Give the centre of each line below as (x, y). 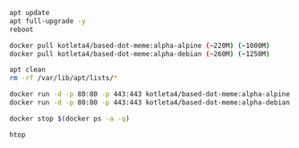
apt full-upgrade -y (48, 21)
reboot (21, 29)
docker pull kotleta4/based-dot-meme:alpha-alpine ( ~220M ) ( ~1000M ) (140, 45)
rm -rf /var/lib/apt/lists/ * (64, 78)
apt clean (28, 70)
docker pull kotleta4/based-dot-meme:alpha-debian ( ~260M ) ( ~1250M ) (140, 53)
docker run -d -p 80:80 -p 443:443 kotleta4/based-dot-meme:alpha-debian (150, 103)
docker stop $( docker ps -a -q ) (69, 119)
